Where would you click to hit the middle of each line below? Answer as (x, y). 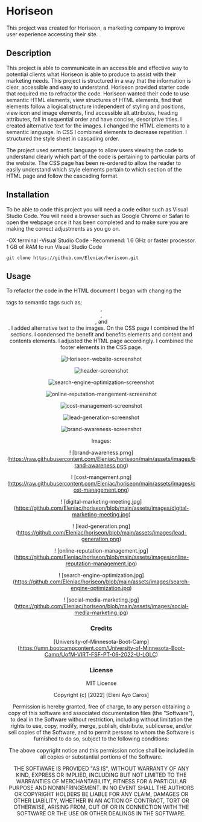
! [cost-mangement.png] (101, 477)
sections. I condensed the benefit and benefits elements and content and (101, 335)
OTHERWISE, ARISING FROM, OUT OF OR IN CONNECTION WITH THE (101, 807)
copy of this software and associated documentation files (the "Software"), (101, 713)
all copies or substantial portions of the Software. (101, 757)
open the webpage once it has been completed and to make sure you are (97, 222)
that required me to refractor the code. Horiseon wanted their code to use (98, 93)
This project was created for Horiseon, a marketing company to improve (96, 28)
